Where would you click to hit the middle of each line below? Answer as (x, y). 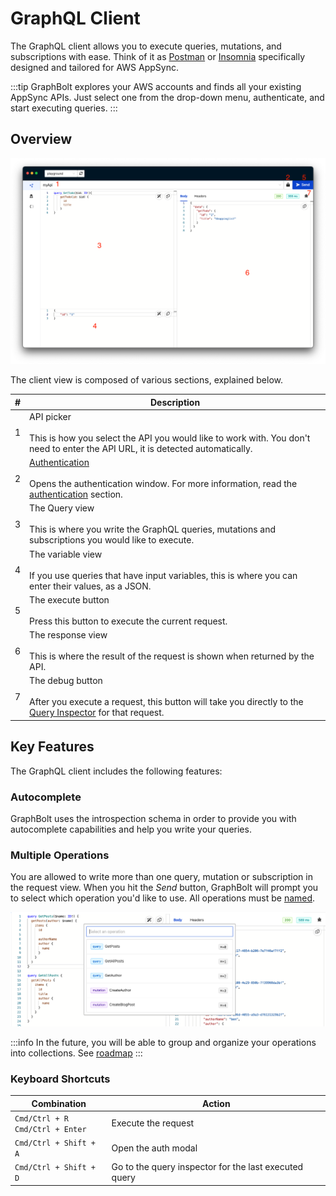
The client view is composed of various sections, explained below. (147, 380)
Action (216, 1103)
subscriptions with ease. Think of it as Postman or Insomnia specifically (158, 56)
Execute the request (153, 1123)
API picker (50, 416)
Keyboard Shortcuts (60, 1079)
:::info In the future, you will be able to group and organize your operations (163, 1042)
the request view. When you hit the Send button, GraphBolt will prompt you (164, 888)
